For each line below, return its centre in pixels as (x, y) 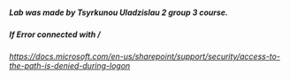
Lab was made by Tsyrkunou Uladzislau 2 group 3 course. (118, 12)
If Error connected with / (55, 34)
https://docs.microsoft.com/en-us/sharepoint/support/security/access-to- (145, 56)
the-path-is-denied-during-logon (70, 66)
